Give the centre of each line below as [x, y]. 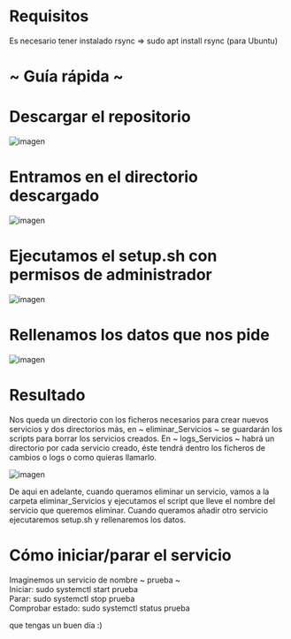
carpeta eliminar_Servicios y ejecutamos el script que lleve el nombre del [142, 500]
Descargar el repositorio [100, 117]
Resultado [47, 396]
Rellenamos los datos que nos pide [139, 335]
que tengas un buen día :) [56, 625]
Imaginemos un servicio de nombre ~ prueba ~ [95, 580]
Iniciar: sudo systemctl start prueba [74, 589]
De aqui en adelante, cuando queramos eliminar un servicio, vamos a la [139, 491]
